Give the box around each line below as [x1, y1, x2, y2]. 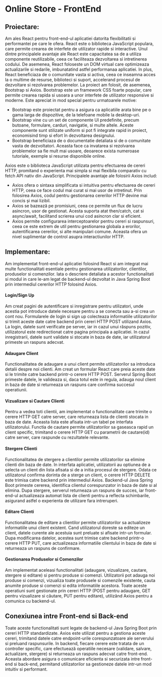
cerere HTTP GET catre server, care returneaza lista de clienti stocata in [5, 414, 148, 420]
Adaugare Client [5, 350, 39, 356]
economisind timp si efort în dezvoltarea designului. [12, 132, 115, 138]
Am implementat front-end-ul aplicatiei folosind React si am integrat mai [5, 260, 148, 266]
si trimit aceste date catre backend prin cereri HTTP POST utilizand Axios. [5, 319, 152, 324]
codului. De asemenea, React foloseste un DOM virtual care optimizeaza [5, 62, 149, 67]
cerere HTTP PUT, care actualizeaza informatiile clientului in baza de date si [5, 540, 156, 546]
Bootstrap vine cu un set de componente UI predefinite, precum [12, 117, 139, 123]
